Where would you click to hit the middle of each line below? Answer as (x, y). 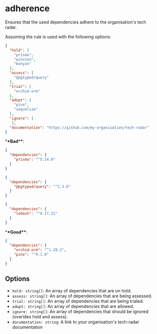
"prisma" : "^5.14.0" (35, 159)
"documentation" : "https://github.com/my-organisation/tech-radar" (79, 128)
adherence (28, 9)
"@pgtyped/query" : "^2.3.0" (42, 186)
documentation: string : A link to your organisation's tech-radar (76, 322)
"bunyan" (23, 64)
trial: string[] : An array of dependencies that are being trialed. (78, 301)
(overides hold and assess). (40, 316)
